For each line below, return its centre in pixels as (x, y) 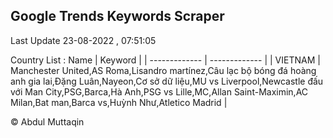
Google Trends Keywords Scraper (117, 16)
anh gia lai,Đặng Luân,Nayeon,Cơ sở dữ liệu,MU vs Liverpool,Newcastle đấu (167, 81)
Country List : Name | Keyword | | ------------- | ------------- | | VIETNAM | (165, 60)
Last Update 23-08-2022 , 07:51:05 (83, 40)
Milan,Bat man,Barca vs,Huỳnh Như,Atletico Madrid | (119, 102)
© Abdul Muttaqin (47, 121)
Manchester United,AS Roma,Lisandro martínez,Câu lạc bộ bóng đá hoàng (163, 70)
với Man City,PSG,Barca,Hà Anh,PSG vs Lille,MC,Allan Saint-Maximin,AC (159, 91)
